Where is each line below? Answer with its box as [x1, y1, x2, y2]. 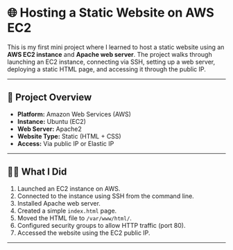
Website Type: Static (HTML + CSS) [17, 132, 121, 140]
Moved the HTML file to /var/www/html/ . [17, 213, 132, 222]
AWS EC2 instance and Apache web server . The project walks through [7, 50, 213, 58]
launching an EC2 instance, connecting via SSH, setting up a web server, [7, 57, 216, 66]
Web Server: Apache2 [17, 125, 82, 133]
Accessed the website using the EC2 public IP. [17, 229, 150, 237]
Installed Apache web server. [17, 199, 101, 207]
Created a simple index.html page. [17, 206, 117, 215]
